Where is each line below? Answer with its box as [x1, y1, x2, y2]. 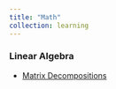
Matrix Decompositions [21, 70, 107, 80]
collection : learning [9, 21, 89, 30]
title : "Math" [9, 12, 62, 22]
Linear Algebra [9, 50, 74, 63]
